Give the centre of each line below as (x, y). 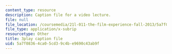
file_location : (21, 24)
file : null (17, 20)
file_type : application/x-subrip (41, 29)
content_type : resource (31, 10)
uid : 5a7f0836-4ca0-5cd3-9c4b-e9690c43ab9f (52, 44)
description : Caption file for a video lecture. (58, 15)
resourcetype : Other (27, 34)
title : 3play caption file (34, 39)
